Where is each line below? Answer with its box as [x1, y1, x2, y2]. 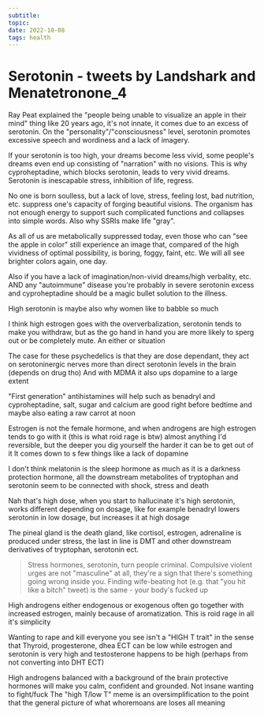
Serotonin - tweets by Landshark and [8, 68, 256, 85]
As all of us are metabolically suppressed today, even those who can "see [8, 232, 248, 241]
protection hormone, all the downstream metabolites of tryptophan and [8, 472, 239, 482]
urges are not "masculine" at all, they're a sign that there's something [27, 568, 253, 578]
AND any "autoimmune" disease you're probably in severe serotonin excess [8, 281, 255, 290]
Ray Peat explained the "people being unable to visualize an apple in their [8, 110, 247, 120]
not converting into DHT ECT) [8, 657, 105, 667]
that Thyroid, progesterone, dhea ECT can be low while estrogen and [8, 641, 232, 650]
